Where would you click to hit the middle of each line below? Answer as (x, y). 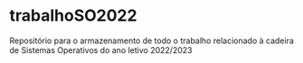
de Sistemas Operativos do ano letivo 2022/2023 (101, 49)
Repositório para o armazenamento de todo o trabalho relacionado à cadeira (151, 40)
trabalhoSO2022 (73, 16)
